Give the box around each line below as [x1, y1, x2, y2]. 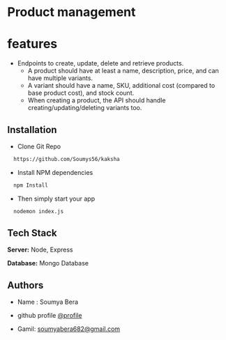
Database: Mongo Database [7, 259, 89, 268]
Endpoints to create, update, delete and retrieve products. [17, 59, 184, 68]
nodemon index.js [13, 208, 64, 215]
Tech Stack [7, 227, 57, 239]
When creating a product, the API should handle [27, 96, 166, 105]
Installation [7, 123, 57, 136]
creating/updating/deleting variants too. [27, 104, 142, 112]
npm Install [13, 182, 49, 189]
